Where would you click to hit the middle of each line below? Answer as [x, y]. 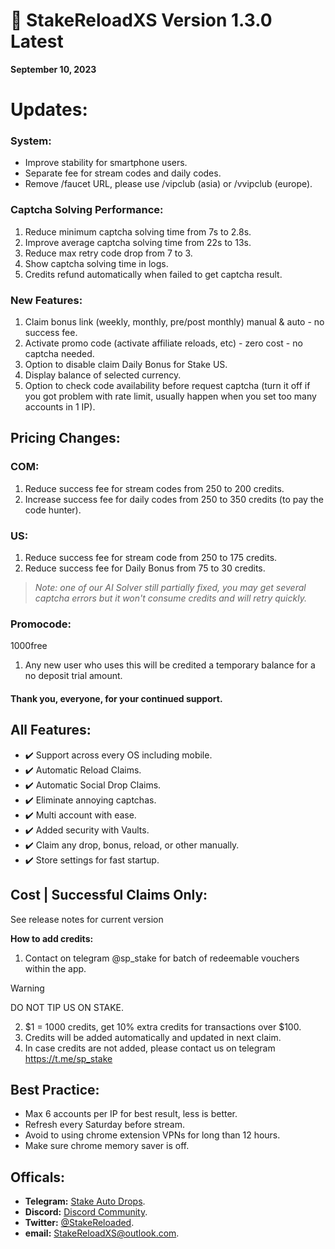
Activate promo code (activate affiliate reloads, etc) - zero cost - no [163, 343]
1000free [29, 646]
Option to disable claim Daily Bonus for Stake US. [126, 365]
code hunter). [53, 510]
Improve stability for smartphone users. [106, 163]
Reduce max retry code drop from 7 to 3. [108, 253]
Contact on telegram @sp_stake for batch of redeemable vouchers [162, 958]
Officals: [38, 1177]
